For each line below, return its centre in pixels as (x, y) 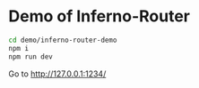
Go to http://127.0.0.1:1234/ (57, 74)
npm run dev (30, 56)
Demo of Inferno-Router (99, 16)
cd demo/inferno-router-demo (63, 40)
